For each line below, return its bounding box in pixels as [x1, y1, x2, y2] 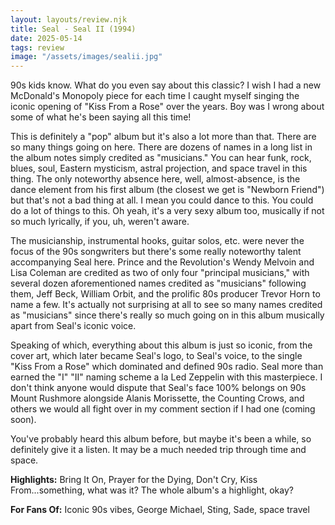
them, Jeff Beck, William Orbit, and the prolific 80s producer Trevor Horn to [10, 288, 321, 300]
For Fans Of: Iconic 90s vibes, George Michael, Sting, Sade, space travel [10, 504, 310, 516]
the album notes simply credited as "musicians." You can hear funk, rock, [10, 152, 312, 164]
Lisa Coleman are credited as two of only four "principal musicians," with [10, 267, 310, 279]
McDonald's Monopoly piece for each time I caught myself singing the [10, 90, 300, 102]
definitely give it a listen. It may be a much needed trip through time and [10, 444, 307, 456]
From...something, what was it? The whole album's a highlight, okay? [10, 484, 294, 496]
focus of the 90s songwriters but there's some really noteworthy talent [10, 246, 302, 258]
